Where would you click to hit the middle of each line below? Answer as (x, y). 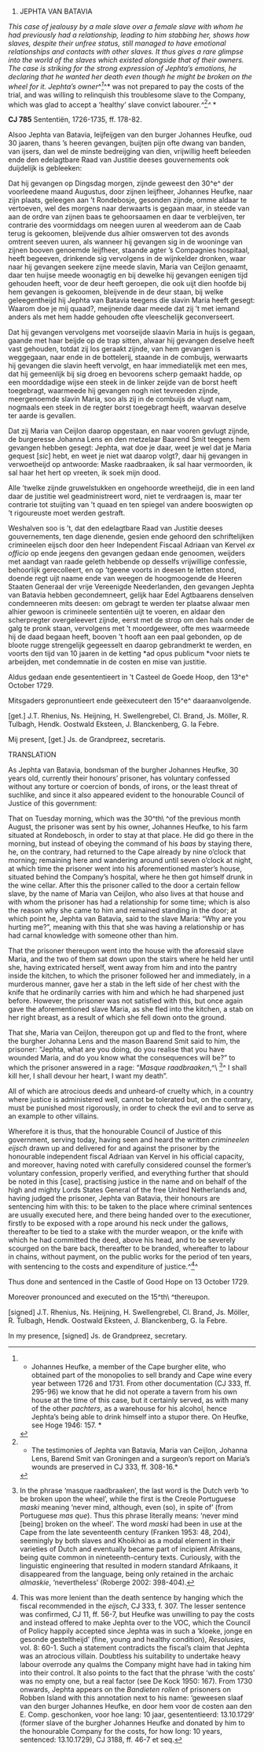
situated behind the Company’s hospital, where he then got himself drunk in (130, 877)
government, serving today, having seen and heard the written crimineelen (129, 1140)
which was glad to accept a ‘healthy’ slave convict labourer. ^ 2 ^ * (112, 104)
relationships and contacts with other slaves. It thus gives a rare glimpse (126, 51)
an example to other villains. (54, 1116)
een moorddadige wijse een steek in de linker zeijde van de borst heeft (123, 382)
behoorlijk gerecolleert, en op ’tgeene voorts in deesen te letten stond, (122, 570)
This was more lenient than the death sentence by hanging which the (131, 1597)
